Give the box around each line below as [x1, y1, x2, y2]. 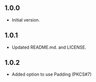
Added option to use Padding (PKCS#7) [11, 71, 92, 78]
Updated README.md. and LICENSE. [11, 44, 87, 50]
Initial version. [11, 17, 40, 23]
